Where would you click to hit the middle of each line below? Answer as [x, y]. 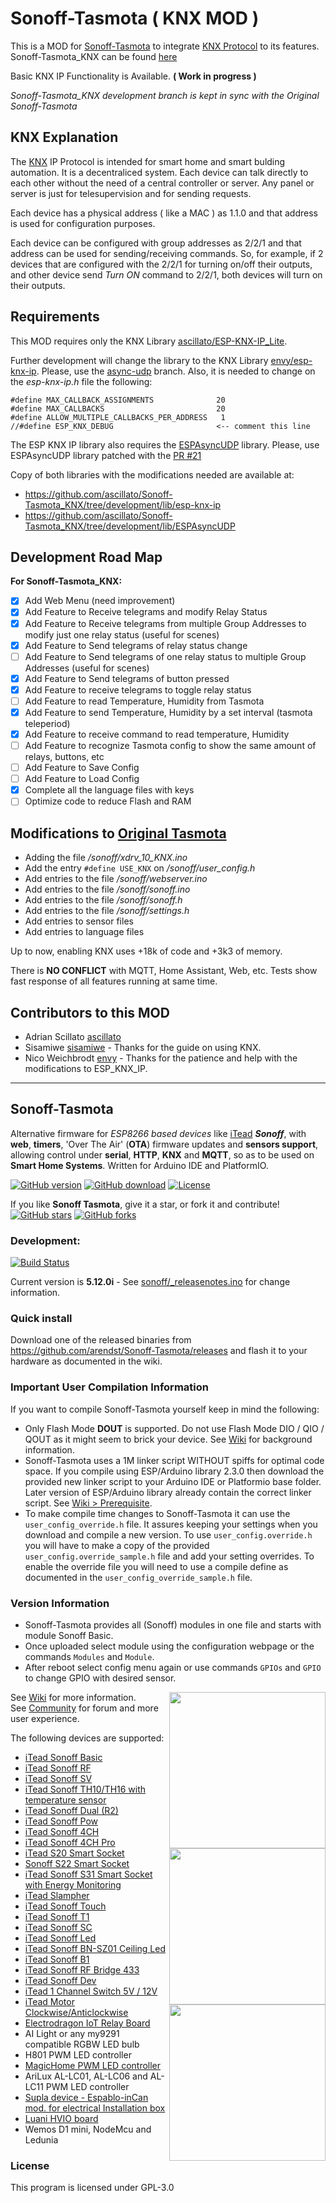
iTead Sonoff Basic [63, 1757]
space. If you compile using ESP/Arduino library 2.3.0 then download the [174, 1471]
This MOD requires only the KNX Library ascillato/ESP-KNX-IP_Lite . [149, 341]
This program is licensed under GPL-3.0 [92, 2188]
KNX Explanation [64, 137]
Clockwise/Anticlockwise [76, 2012]
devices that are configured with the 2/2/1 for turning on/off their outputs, [161, 264]
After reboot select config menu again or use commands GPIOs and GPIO [173, 1667]
